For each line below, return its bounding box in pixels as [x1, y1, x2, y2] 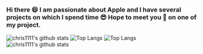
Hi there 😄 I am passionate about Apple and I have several [6, 5, 181, 14]
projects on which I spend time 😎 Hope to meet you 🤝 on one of [6, 13, 197, 21]
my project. [6, 21, 41, 29]
